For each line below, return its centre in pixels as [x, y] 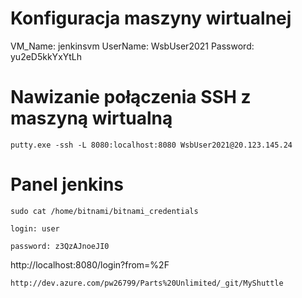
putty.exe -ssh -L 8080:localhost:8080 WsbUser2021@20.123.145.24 [151, 145]
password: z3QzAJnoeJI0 [60, 246]
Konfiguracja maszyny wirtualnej [151, 18]
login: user [35, 228]
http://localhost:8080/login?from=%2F [90, 264]
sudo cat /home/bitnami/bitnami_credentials [104, 211]
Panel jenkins [67, 184]
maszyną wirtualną [91, 118]
